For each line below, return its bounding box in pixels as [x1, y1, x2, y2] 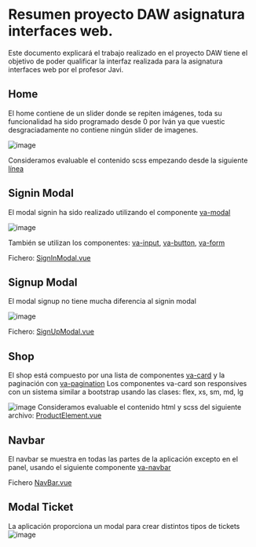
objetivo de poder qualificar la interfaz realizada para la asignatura [8, 57, 223, 66]
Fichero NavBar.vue [8, 478, 72, 487]
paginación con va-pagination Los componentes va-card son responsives [8, 379, 247, 388]
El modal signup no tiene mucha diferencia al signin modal [8, 297, 196, 306]
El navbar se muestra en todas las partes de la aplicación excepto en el [8, 454, 238, 464]
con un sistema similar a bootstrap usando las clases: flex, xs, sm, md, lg [8, 387, 243, 397]
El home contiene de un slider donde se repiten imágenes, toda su [8, 108, 222, 118]
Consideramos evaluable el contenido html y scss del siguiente [38, 403, 242, 412]
